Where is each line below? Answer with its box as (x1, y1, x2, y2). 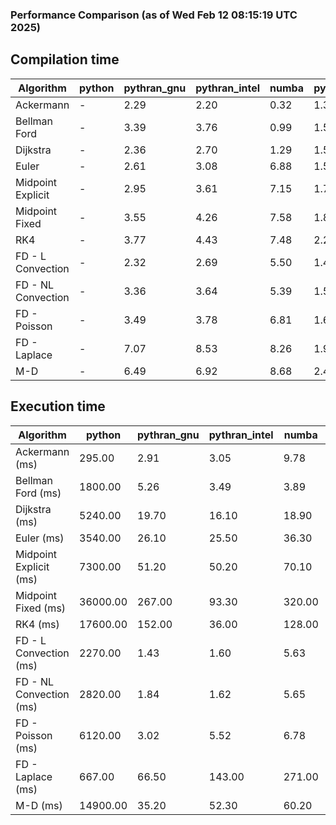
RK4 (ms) (15, 617, 60, 631)
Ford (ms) (15, 486, 62, 500)
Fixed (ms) (15, 601, 67, 615)
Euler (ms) (15, 531, 65, 545)
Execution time (10, 398, 106, 415)
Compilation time (10, 51, 120, 68)
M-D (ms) (15, 798, 63, 812)
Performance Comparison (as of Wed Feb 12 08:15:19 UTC (10, 8, 298, 22)
